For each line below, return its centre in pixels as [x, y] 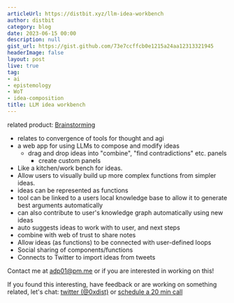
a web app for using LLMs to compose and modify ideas [98, 146]
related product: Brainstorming [51, 125]
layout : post [26, 59]
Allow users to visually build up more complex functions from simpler [117, 175]
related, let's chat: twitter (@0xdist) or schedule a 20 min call [95, 292]
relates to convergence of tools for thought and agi [90, 138]
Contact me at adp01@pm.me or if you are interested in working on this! [111, 271]
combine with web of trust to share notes [76, 234]
